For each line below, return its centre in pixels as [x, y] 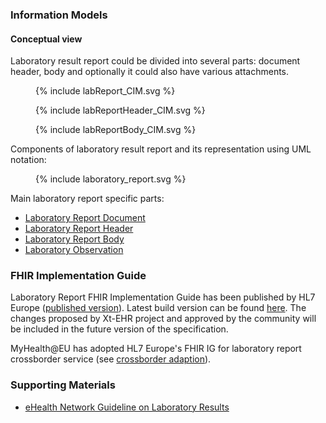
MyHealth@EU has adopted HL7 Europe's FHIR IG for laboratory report [156, 349]
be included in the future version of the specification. [119, 329]
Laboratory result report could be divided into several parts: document [155, 61]
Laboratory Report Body [74, 239]
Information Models [59, 15]
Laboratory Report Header [79, 229]
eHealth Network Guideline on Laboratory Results [127, 407]
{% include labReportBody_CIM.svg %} [116, 130]
